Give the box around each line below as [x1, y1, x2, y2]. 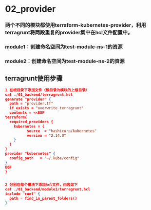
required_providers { [9, 119, 54, 124]
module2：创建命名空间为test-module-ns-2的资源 [5, 58, 125, 64]
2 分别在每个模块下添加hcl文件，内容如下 [5, 182, 78, 188]
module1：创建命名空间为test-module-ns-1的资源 [5, 43, 123, 50]
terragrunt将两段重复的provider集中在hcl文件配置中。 [5, 29, 133, 36]
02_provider [5, 3, 56, 15]
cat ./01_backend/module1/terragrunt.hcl [5, 187, 91, 192]
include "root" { [5, 191, 40, 196]
